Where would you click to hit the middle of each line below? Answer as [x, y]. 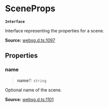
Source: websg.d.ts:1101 [29, 99]
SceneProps [30, 9]
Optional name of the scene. [34, 90]
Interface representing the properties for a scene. [55, 30]
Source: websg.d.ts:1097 [30, 40]
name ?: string [32, 80]
